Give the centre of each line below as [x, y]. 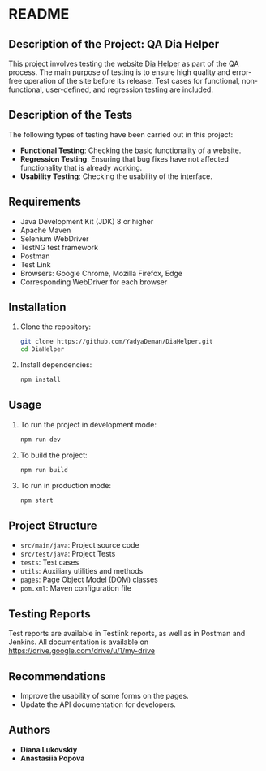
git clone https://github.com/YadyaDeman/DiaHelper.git [116, 342]
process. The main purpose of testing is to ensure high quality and [120, 72]
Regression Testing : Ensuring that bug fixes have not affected [124, 158]
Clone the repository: [56, 327]
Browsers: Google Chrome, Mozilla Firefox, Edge [101, 273]
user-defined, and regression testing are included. [129, 89]
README [39, 14]
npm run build [44, 470]
